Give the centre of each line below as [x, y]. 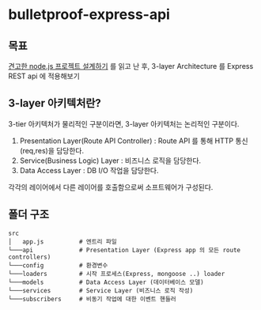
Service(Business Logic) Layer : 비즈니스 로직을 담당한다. [110, 161]
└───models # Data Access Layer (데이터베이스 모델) [106, 282]
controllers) [30, 257]
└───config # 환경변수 [58, 265]
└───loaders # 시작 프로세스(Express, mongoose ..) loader [117, 274]
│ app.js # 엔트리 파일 [62, 242]
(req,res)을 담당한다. [52, 150]
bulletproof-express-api [89, 15]
